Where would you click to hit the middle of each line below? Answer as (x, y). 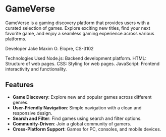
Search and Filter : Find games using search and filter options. (77, 118)
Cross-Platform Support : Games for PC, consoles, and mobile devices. (87, 129)
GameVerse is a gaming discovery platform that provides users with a (77, 23)
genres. (20, 102)
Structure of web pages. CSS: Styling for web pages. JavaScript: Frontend (82, 63)
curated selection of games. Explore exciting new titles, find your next (78, 28)
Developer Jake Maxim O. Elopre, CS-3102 (49, 48)
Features (19, 85)
